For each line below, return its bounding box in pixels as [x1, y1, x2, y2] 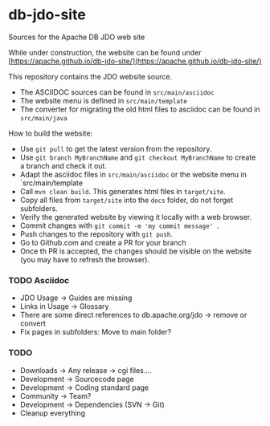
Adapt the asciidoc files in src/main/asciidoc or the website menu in [19, 169, 247, 179]
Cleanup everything [19, 408, 86, 418]
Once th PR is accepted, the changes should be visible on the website [19, 246, 252, 256]
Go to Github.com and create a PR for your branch [19, 237, 186, 247]
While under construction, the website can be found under [8, 47, 202, 57]
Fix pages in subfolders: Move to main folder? [19, 327, 172, 337]
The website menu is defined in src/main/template [19, 95, 187, 105]
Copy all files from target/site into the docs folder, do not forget [19, 195, 234, 205]
